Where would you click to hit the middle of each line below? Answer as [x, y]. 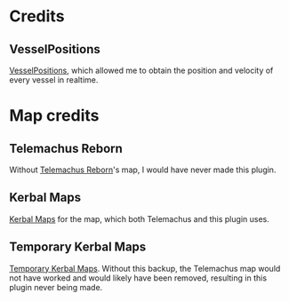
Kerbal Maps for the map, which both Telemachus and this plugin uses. [139, 218]
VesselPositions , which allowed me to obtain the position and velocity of [141, 70]
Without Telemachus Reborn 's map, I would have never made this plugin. [143, 170]
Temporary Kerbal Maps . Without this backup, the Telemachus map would [145, 268]
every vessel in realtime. [54, 80]
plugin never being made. [56, 287]
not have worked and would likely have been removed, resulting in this [138, 278]
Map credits [54, 116]
